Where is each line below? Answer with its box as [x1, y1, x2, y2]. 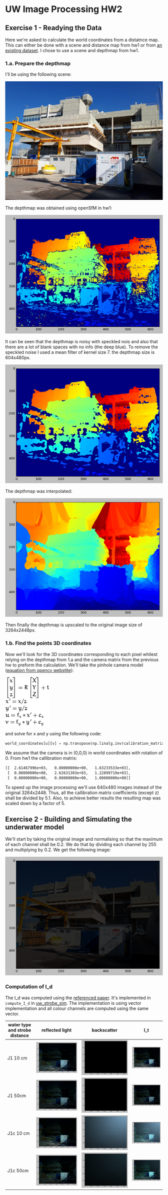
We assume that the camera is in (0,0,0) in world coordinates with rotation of [5, 750, 163, 756]
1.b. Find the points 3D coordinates [5, 640, 91, 647]
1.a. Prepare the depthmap [5, 60, 71, 67]
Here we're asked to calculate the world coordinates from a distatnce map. [5, 37, 159, 43]
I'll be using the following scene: [5, 71, 71, 77]
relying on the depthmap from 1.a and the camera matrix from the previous [5, 656, 159, 662]
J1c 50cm [7, 1168, 29, 1174]
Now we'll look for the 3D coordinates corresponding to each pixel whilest [5, 651, 157, 657]
